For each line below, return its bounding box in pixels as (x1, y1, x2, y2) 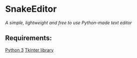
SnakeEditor (5, 3, 57, 15)
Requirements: (5, 34, 52, 42)
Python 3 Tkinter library (5, 47, 54, 53)
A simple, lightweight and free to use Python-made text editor (5, 20, 132, 26)
